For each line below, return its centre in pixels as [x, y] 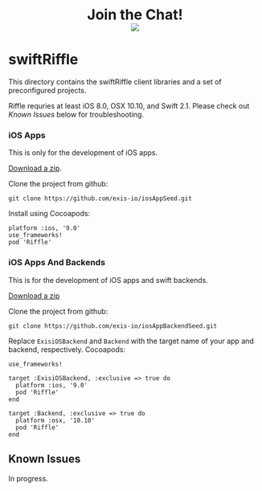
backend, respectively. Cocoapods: [67, 349]
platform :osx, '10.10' [55, 420]
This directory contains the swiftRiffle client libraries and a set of [115, 82]
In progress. [28, 478]
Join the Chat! [135, 15]
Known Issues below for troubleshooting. [76, 115]
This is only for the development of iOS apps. [83, 153]
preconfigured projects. [47, 91]
